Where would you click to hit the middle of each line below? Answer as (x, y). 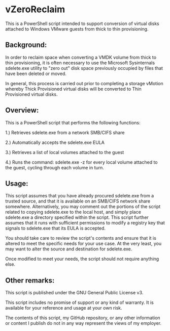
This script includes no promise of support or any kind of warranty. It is (79, 302)
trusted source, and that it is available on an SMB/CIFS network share (78, 201)
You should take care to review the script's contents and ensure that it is (81, 238)
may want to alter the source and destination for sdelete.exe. (69, 249)
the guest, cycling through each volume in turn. (55, 167)
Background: (26, 45)
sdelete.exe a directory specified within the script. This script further (77, 217)
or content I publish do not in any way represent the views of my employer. (83, 323)
